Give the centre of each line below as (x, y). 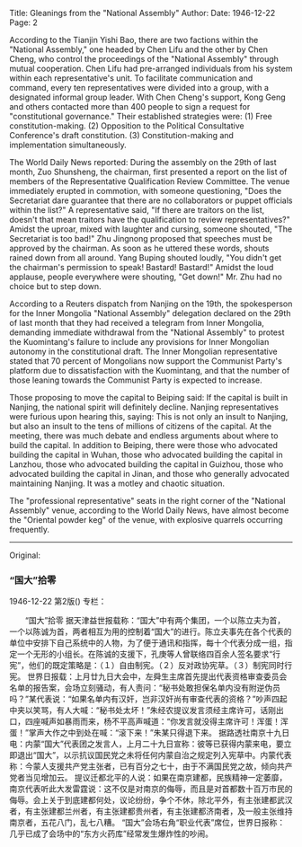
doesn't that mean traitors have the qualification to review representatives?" (150, 220)
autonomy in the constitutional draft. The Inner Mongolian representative (143, 351)
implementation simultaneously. (68, 145)
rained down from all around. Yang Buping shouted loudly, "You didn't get (146, 258)
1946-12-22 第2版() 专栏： (58, 602)
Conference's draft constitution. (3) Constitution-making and (121, 135)
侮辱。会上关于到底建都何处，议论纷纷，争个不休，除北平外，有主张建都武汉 (151, 800)
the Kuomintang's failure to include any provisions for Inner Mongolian (139, 342)
